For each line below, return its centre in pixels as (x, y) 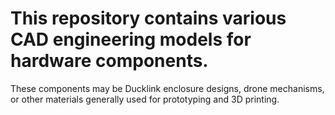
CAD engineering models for (131, 39)
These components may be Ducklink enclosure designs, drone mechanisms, (167, 88)
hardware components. (109, 61)
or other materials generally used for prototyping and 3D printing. (145, 99)
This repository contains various (148, 18)
